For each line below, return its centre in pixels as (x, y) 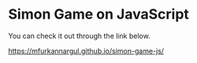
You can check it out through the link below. (80, 36)
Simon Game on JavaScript (98, 14)
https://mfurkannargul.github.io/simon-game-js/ (86, 51)
